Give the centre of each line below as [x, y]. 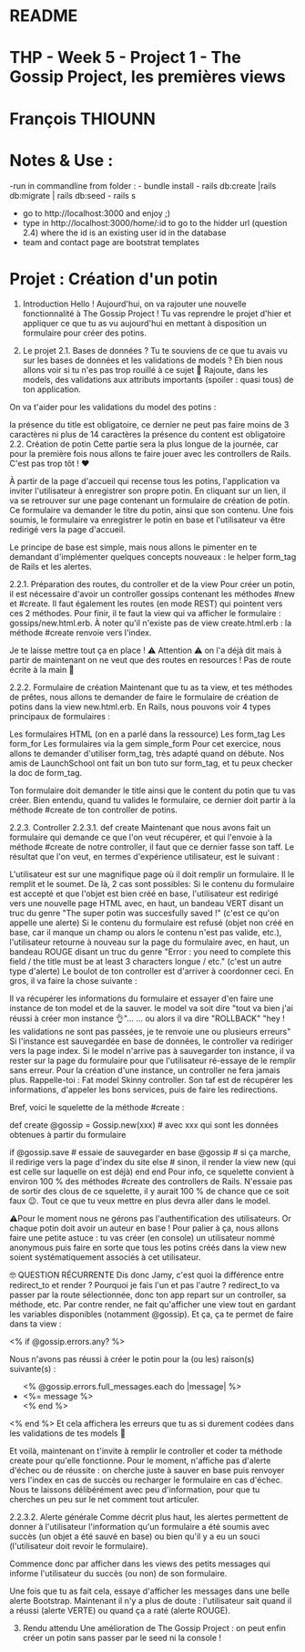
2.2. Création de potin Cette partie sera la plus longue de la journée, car [144, 444]
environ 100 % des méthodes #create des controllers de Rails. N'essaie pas [151, 1182]
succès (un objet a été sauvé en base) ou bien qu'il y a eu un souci [135, 1536]
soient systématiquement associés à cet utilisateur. [105, 1257]
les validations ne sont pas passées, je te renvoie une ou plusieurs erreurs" [150, 1032]
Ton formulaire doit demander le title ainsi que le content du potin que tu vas [152, 790]
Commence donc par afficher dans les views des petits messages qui [140, 1564]
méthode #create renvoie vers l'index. [81, 633]
